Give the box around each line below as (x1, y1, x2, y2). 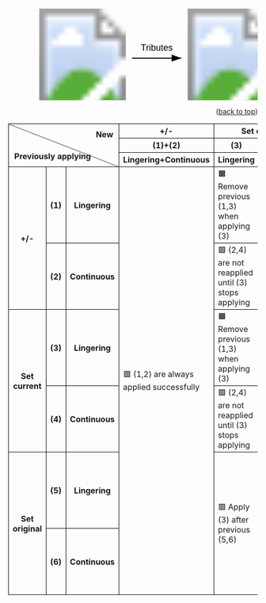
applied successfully (123, 382, 200, 392)
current (13, 380, 42, 391)
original (13, 523, 42, 534)
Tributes (140, 43, 173, 53)
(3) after (217, 514, 249, 525)
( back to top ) (215, 107, 258, 116)
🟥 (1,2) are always (123, 368, 194, 380)
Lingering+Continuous (123, 155, 210, 165)
